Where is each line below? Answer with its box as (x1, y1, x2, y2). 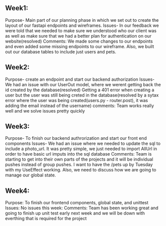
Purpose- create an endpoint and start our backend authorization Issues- (5, 76, 155, 82)
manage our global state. (5, 172, 56, 178)
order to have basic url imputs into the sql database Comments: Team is (5, 151, 152, 157)
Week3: (5, 122, 30, 131)
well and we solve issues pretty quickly (5, 108, 85, 113)
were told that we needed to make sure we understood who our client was (5, 27, 157, 34)
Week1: (5, 4, 29, 12)
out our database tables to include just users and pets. (5, 49, 116, 55)
